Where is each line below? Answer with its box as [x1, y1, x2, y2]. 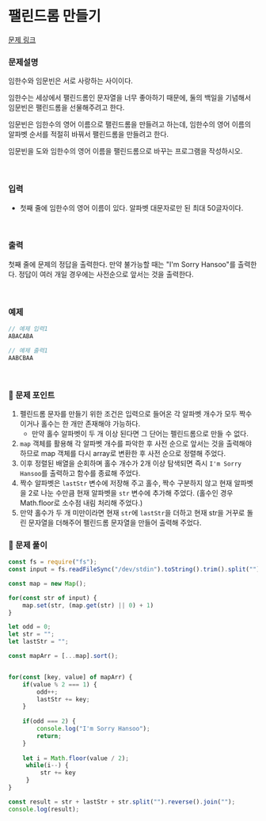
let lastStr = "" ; [8, 638, 69, 646]
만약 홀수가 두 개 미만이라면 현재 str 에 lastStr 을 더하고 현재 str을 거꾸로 [19, 507, 245, 517]
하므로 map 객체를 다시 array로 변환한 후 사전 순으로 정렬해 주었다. [19, 448, 226, 458]
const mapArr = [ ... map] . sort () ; [8, 652, 119, 660]
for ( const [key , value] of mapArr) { [8, 673, 133, 681]
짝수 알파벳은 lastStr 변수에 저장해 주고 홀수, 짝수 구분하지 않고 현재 [19, 478, 233, 488]
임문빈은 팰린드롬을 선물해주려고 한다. [8, 103, 125, 112]
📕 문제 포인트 [8, 390, 55, 401]
